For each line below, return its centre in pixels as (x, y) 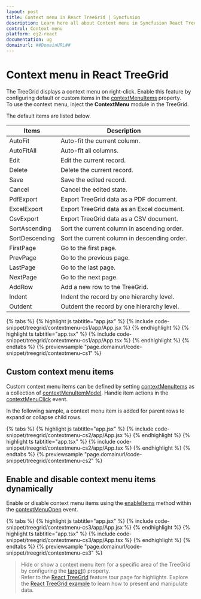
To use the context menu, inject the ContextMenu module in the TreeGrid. (98, 104)
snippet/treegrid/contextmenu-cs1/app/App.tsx (64, 340)
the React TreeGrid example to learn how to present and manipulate (104, 584)
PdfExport (23, 199)
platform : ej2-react (32, 34)
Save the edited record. (94, 179)
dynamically (30, 489)
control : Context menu (34, 28)
